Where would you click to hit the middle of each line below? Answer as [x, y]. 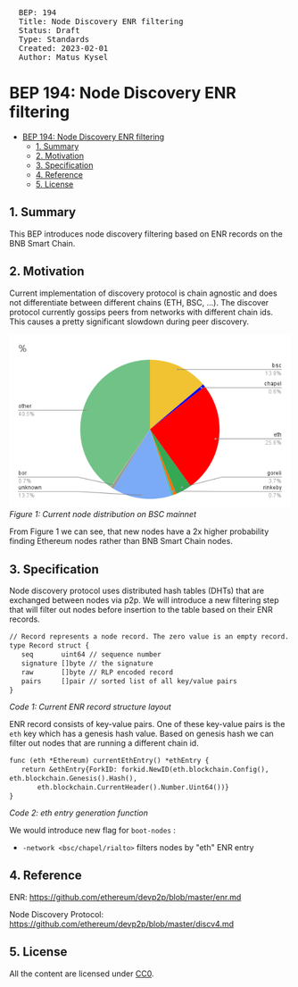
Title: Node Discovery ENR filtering [101, 21]
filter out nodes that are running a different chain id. [104, 743]
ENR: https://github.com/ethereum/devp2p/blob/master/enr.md [125, 897]
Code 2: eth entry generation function [79, 813]
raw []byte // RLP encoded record [97, 673]
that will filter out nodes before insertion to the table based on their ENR [141, 610]
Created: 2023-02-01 [63, 48]
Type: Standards [54, 39]
